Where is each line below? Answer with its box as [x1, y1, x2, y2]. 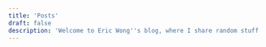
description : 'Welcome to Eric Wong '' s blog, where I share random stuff [8, 26, 260, 34]
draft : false [8, 19, 52, 27]
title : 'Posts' [8, 11, 59, 20]
